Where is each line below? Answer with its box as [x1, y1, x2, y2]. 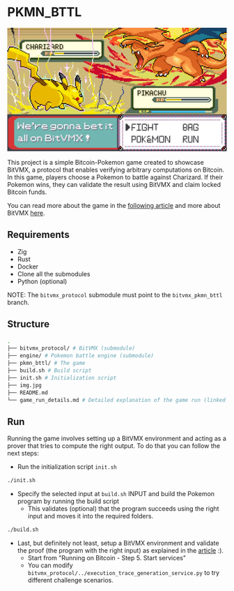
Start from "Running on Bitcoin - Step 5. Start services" [27, 554, 187, 562]
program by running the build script [17, 497, 120, 506]
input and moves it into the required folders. [27, 512, 154, 521]
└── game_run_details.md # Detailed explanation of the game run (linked [7, 396, 226, 403]
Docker [17, 262, 39, 271]
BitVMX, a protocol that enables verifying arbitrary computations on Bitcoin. [7, 165, 224, 174]
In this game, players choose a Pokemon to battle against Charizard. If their [7, 172, 224, 181]
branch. [7, 298, 30, 306]
